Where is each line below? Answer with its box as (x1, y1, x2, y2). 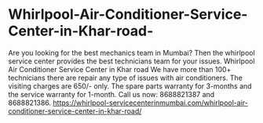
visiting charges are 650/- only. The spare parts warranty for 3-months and (8, 81, 253, 91)
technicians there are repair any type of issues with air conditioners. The (8, 73, 243, 82)
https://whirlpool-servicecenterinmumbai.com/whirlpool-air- (53, 98, 249, 107)
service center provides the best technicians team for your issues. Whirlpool (8, 56, 255, 66)
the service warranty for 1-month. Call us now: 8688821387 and (8, 89, 215, 99)
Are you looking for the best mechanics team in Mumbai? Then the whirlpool (8, 48, 255, 57)
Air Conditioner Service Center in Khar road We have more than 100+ (8, 64, 232, 74)
